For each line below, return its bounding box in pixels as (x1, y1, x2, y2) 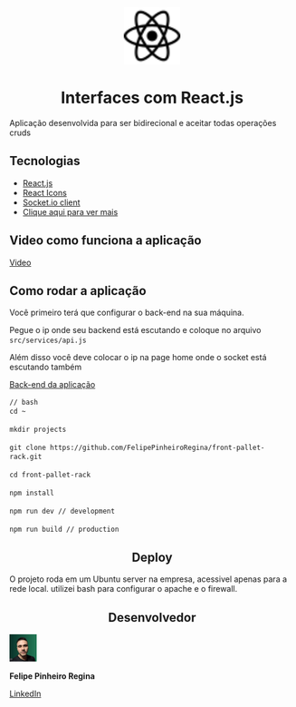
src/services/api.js (9, 336, 88, 346)
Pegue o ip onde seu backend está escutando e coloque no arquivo (9, 325, 262, 336)
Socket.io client (22, 197, 81, 208)
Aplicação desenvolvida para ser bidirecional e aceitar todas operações (9, 117, 277, 128)
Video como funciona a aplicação (9, 233, 202, 249)
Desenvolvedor (108, 610, 196, 625)
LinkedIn (9, 688, 42, 699)
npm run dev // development (9, 506, 116, 516)
